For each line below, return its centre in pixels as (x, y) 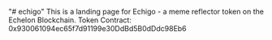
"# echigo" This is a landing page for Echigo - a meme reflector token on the (136, 12)
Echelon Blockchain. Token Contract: (70, 20)
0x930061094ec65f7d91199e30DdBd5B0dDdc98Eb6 (97, 28)
